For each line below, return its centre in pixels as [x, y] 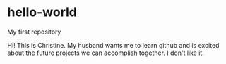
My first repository [34, 32]
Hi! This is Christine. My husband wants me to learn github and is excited [113, 45]
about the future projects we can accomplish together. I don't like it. [106, 53]
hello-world [42, 12]
